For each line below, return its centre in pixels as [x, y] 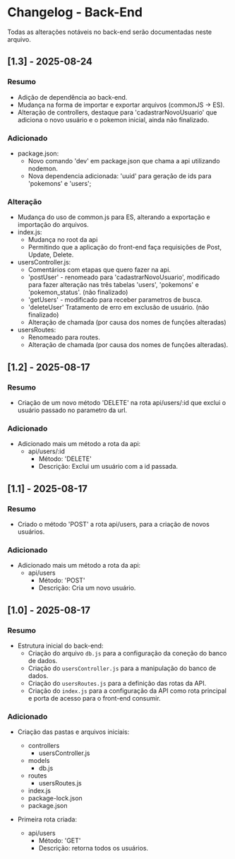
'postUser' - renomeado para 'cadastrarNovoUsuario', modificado [124, 277]
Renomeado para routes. [64, 337]
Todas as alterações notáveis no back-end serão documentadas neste [110, 32]
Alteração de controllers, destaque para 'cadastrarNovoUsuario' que [117, 112]
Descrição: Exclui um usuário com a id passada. [108, 467]
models [39, 761]
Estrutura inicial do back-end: [60, 645]
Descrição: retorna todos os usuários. [94, 848]
